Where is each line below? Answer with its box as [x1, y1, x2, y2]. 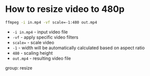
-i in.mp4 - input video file [12, 29, 68, 35]
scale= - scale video [12, 39, 54, 45]
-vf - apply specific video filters [12, 34, 78, 40]
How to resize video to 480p [5, 3, 125, 15]
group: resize [5, 65, 32, 71]
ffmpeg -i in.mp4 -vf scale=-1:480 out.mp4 [5, 20, 97, 25]
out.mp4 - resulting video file [12, 55, 71, 61]
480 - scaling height [12, 50, 53, 56]
